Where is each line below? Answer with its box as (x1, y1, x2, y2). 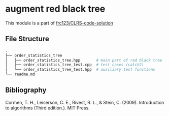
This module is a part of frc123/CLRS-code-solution (5, 20, 113, 26)
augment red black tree (5, 3, 106, 15)
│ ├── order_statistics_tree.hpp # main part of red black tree (5, 57, 162, 63)
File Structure (5, 35, 49, 43)
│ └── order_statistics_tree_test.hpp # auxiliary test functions (5, 67, 156, 72)
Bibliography (5, 86, 47, 95)
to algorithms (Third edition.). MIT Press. (5, 105, 90, 111)
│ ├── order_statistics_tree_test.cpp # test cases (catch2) (5, 62, 144, 68)
